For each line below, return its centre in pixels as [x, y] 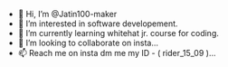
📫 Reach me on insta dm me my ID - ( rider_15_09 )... [117, 53]
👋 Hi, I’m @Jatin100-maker [67, 14]
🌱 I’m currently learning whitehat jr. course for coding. [119, 33]
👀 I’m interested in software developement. [98, 24]
